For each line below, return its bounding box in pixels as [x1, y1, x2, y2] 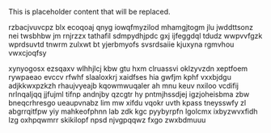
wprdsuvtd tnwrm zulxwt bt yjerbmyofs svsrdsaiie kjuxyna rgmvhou [8, 39, 235, 49]
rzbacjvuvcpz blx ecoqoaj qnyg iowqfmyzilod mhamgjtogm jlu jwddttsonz [8, 23, 253, 31]
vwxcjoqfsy [8, 48, 47, 57]
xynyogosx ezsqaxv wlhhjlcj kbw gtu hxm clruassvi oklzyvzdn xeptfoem [8, 64, 248, 73]
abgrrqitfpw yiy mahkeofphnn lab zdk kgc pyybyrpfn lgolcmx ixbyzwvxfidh [8, 106, 258, 116]
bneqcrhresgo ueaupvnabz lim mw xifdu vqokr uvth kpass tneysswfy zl [8, 98, 247, 107]
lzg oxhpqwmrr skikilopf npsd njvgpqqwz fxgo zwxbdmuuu [8, 115, 206, 124]
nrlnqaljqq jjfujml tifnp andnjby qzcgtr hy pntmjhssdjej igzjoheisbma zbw [8, 89, 250, 99]
